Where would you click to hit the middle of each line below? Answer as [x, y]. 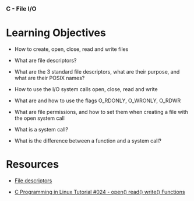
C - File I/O [21, 9]
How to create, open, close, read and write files [71, 49]
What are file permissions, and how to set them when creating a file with [101, 112]
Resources [33, 164]
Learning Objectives [56, 33]
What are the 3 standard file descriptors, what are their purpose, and [97, 71]
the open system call [40, 118]
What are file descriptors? [45, 60]
